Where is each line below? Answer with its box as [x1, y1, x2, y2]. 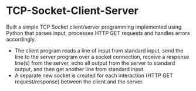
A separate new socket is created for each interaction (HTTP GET [14, 72, 173, 79]
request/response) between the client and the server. [14, 78, 144, 85]
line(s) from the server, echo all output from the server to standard [14, 60, 175, 66]
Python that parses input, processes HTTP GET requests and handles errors [6, 29, 190, 36]
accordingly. [6, 36, 36, 43]
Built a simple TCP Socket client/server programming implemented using [6, 23, 182, 30]
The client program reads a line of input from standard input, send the [14, 47, 184, 54]
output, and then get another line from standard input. [14, 65, 145, 72]
